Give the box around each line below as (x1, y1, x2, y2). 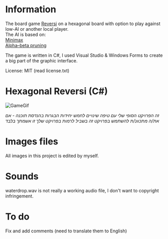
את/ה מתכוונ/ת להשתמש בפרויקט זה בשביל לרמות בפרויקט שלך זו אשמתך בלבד (5, 118, 159, 124)
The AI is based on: (5, 31, 46, 37)
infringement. (5, 193, 34, 199)
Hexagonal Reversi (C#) (5, 85, 108, 97)
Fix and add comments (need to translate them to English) (5, 228, 127, 234)
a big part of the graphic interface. (5, 57, 78, 63)
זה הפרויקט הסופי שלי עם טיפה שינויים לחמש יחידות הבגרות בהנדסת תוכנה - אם (5, 112, 159, 118)
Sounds (5, 170, 39, 182)
